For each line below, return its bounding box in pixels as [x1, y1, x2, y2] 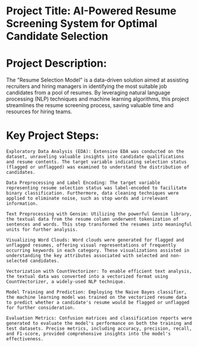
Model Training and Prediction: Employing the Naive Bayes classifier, [6, 289, 187, 295]
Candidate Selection [6, 30, 108, 43]
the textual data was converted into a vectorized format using [6, 274, 168, 280]
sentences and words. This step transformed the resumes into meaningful [6, 221, 193, 227]
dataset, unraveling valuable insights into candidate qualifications [6, 154, 184, 160]
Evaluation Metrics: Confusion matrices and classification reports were [6, 315, 193, 321]
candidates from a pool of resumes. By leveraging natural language [6, 89, 171, 96]
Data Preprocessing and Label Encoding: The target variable [6, 180, 161, 186]
